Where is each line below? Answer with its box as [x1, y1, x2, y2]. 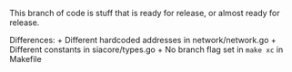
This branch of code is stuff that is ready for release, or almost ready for [9, 8, 280, 18]
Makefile [9, 54, 43, 64]
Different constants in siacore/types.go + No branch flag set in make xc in [9, 44, 284, 55]
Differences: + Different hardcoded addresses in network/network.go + [9, 35, 277, 45]
